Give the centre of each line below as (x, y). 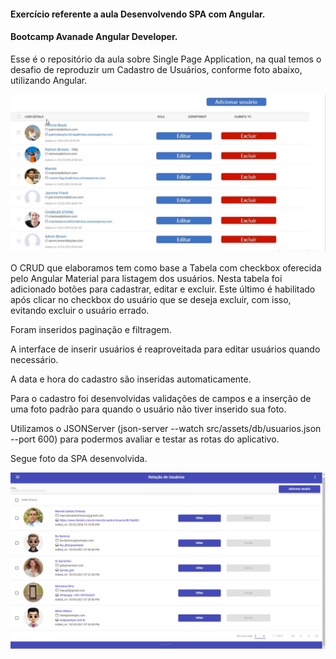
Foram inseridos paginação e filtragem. (91, 329)
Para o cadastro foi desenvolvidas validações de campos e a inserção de (161, 398)
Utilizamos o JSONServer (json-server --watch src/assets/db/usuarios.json (166, 428)
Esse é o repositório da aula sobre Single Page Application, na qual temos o (166, 59)
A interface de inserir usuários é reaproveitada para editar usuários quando (165, 349)
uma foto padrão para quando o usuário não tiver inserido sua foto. (148, 409)
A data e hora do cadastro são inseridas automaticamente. (131, 379)
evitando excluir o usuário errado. (80, 310)
